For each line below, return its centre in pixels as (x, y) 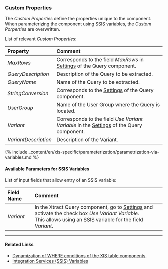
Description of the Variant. (87, 140)
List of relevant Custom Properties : (41, 39)
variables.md (18, 157)
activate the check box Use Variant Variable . (87, 213)
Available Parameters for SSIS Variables (47, 169)
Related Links (19, 245)
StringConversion (28, 93)
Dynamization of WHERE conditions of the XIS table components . (80, 256)
